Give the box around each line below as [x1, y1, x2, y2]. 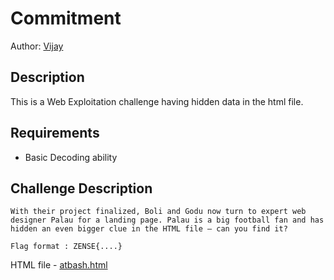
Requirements [10, 125, 100, 142]
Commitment [10, 7, 122, 30]
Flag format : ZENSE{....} [10, 242, 123, 252]
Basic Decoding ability [24, 151, 118, 163]
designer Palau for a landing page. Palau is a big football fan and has [10, 215, 325, 226]
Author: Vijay [10, 40, 64, 52]
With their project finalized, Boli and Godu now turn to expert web [10, 207, 307, 217]
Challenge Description [10, 180, 153, 197]
